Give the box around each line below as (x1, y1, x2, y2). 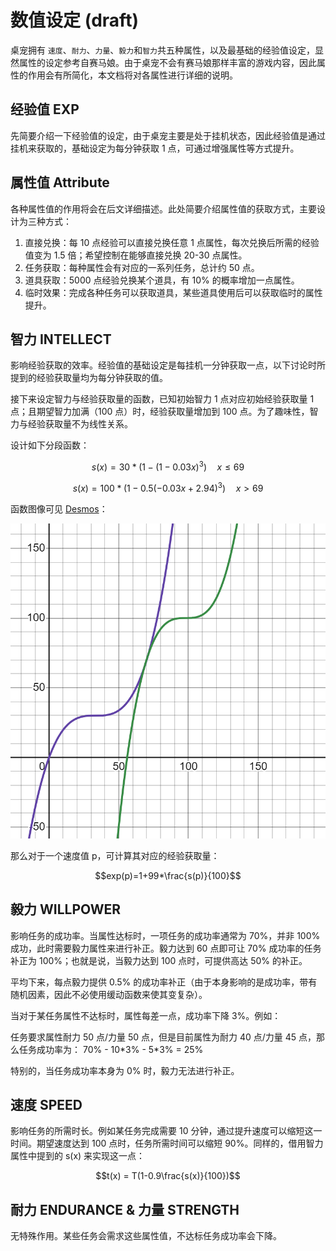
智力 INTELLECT (10, 331, 112, 348)
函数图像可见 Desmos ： (10, 502, 108, 515)
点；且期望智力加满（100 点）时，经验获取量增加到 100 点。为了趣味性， (10, 406, 310, 418)
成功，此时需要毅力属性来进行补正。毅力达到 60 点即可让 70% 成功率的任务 (10, 942, 322, 954)
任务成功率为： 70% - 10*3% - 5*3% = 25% (18, 1043, 204, 1055)
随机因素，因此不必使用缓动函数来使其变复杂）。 (10, 988, 208, 1000)
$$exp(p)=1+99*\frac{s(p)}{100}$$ (94, 869, 242, 881)
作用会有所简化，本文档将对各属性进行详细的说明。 (27, 69, 238, 81)
